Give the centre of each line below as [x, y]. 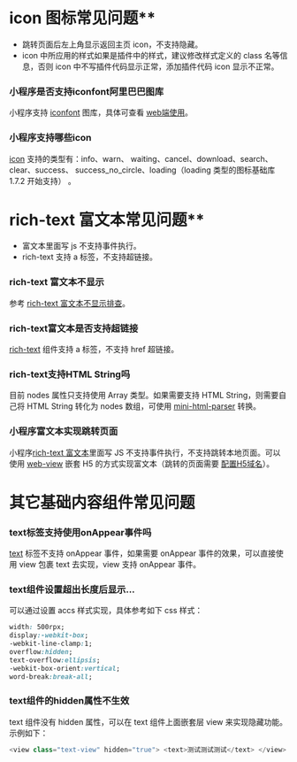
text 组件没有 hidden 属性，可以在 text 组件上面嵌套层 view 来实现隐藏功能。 [148, 721]
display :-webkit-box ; [49, 635]
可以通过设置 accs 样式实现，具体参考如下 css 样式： [106, 611]
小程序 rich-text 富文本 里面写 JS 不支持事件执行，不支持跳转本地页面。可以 [145, 452]
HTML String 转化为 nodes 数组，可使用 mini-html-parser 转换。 [143, 406]
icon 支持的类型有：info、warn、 [69, 158]
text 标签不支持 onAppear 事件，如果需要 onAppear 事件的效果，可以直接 [143, 553]
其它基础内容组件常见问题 [103, 502]
